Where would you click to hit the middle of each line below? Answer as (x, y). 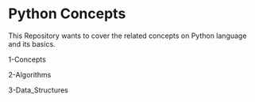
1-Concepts (27, 59)
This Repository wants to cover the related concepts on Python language (127, 36)
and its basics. (32, 43)
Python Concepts (67, 14)
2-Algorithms (30, 74)
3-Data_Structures (39, 90)
